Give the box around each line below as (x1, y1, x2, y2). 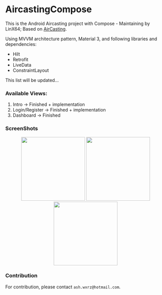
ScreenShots (5, 125, 38, 132)
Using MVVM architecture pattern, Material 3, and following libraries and (5, 36, 157, 42)
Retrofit (12, 56, 29, 62)
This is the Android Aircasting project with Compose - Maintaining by (5, 20, 150, 26)
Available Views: (5, 90, 47, 97)
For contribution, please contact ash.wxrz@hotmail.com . (5, 284, 121, 290)
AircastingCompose (5, 4, 92, 15)
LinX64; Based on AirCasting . (5, 25, 67, 32)
